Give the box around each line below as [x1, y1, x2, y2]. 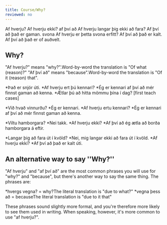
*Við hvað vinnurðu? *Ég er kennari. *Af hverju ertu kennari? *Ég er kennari [5, 105, 162, 111]
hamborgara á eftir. [5, 125, 44, 131]
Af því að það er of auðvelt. [5, 36, 61, 43]
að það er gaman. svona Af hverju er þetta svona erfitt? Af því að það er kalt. [5, 31, 163, 37]
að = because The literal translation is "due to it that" [5, 194, 112, 200]
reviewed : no [5, 12, 32, 17]
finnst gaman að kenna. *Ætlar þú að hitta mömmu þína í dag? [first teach [5, 90, 156, 96]
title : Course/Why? [5, 7, 46, 13]
